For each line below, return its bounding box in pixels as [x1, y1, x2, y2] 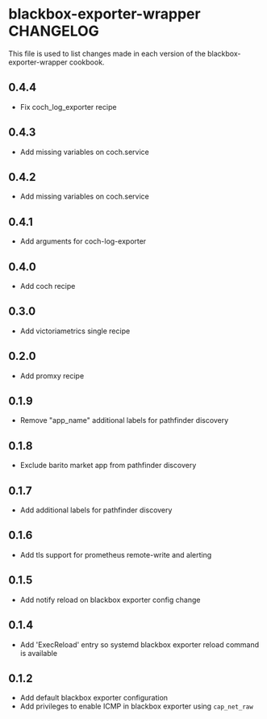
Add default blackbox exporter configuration [19, 693, 168, 703]
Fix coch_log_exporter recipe [19, 102, 117, 111]
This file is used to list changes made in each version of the [8, 48, 206, 58]
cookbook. [69, 57, 105, 67]
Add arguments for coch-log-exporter [19, 236, 147, 246]
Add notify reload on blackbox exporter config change [19, 595, 201, 604]
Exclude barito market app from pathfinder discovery [19, 461, 197, 470]
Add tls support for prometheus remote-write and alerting [19, 550, 212, 559]
